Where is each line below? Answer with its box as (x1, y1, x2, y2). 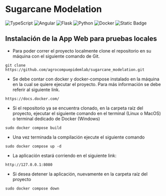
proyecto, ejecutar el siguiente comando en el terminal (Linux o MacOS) (12, 110, 161, 116)
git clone (5, 62, 26, 68)
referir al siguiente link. (12, 86, 60, 92)
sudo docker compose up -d (5, 143, 62, 148)
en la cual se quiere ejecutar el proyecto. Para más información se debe (12, 81, 161, 87)
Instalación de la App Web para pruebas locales (5, 34, 157, 43)
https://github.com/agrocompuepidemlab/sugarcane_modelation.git (5, 67, 144, 72)
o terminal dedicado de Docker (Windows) (12, 115, 100, 121)
